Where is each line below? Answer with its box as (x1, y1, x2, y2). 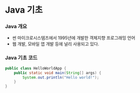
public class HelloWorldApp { (5, 66, 67, 71)
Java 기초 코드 (5, 55, 38, 61)
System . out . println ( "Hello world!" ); (22, 75, 99, 80)
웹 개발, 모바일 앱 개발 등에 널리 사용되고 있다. (12, 41, 100, 47)
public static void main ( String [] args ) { (14, 70, 101, 75)
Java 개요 (5, 23, 27, 30)
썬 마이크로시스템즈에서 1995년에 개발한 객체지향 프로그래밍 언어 (12, 35, 136, 41)
